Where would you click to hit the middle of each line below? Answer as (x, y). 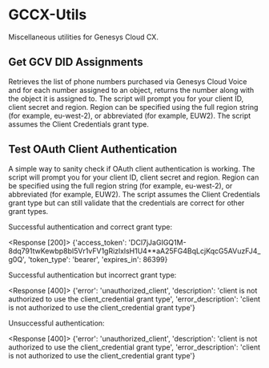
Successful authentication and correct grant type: (90, 227)
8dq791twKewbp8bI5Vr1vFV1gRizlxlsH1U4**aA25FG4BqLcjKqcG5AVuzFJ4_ (134, 251)
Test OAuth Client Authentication (93, 150)
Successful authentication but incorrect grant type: (92, 275)
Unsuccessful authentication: (57, 323)
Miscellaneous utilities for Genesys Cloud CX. (83, 37)
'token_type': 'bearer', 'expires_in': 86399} (98, 259)
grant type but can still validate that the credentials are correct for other (126, 203)
